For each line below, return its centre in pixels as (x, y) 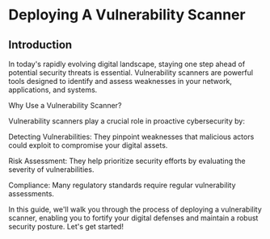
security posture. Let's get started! (66, 226)
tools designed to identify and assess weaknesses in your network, (120, 81)
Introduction (40, 45)
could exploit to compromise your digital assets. (88, 145)
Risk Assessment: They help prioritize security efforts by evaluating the (127, 161)
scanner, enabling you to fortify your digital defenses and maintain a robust (133, 218)
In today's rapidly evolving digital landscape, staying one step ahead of (127, 64)
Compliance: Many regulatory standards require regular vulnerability (122, 185)
